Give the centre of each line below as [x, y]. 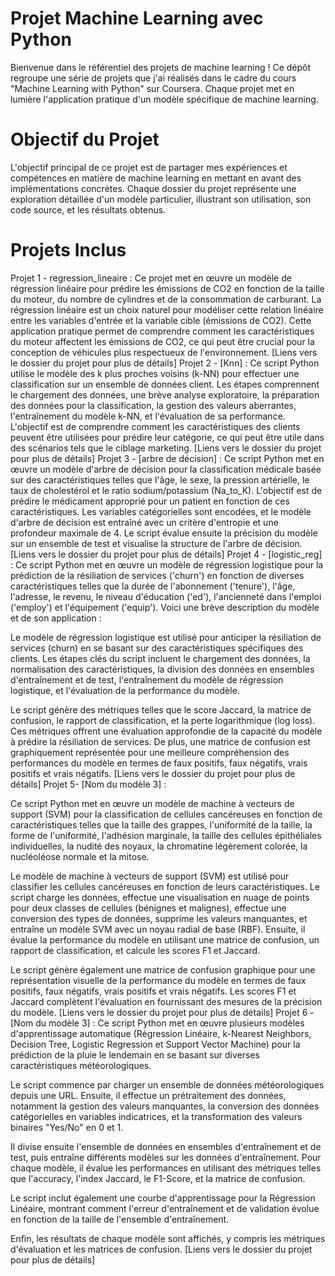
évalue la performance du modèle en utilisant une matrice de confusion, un [165, 939]
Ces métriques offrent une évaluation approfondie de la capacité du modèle [166, 731]
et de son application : [56, 618]
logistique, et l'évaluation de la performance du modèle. [125, 690]
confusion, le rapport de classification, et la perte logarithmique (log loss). [163, 720]
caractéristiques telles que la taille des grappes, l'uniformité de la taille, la [161, 824]
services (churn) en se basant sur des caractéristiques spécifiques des [157, 648]
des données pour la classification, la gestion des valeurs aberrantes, [153, 405]
